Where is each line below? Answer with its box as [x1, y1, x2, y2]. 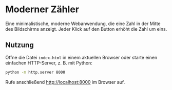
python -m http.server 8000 [5, 70, 66, 75]
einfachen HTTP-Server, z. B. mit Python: [5, 60, 92, 66]
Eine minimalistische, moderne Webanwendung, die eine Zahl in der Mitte [5, 20, 161, 27]
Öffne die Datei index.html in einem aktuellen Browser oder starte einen [5, 54, 158, 60]
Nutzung [5, 41, 34, 50]
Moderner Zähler [5, 4, 80, 15]
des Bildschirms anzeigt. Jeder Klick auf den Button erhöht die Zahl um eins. [5, 26, 167, 32]
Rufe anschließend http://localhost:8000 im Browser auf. [5, 79, 125, 85]
